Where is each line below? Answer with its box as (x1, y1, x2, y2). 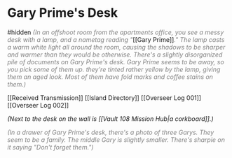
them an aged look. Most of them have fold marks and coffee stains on (7, 72, 214, 81)
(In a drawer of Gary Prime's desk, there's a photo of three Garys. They (7, 128, 214, 136)
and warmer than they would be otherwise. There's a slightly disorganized (7, 50, 223, 59)
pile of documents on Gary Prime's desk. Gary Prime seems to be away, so (7, 57, 224, 66)
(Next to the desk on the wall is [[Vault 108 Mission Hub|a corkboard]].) (7, 114, 214, 123)
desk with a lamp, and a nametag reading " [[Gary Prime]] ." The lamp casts (7, 35, 225, 43)
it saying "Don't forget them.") (7, 143, 94, 151)
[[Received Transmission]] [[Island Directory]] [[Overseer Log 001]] (7, 93, 202, 102)
